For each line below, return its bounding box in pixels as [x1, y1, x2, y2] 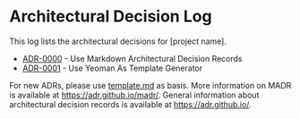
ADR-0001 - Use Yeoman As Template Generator [21, 63, 203, 73]
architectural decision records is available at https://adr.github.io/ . [9, 98, 253, 109]
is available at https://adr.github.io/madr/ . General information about [9, 89, 260, 100]
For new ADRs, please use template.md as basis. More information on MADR [9, 80, 292, 90]
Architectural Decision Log [9, 6, 212, 27]
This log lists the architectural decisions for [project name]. [9, 36, 227, 47]
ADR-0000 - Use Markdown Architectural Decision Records [21, 53, 243, 64]
